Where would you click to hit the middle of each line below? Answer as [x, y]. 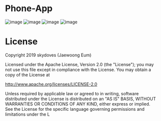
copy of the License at [28, 75]
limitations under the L [28, 114]
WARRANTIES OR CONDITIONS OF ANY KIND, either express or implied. [78, 104]
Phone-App [29, 9]
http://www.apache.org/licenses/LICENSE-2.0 [51, 84]
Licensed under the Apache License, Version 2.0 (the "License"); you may [80, 64]
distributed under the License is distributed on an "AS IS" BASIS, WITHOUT [80, 99]
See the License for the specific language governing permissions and [75, 109]
